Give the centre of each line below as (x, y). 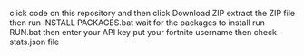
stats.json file (34, 42)
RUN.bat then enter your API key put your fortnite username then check (143, 32)
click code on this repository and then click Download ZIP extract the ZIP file (152, 13)
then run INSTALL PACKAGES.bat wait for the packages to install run (137, 23)
